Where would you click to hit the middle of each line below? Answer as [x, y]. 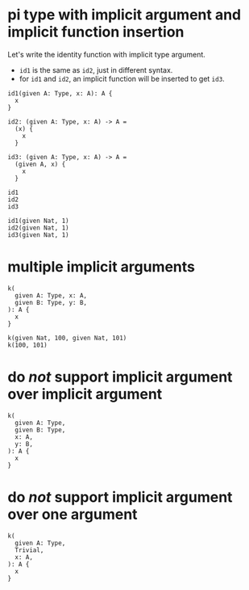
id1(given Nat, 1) [38, 221]
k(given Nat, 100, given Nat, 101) [67, 338]
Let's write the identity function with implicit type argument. [107, 54]
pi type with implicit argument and [124, 15]
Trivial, [29, 550]
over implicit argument [85, 394]
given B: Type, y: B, [51, 302]
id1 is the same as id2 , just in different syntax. [96, 70]
